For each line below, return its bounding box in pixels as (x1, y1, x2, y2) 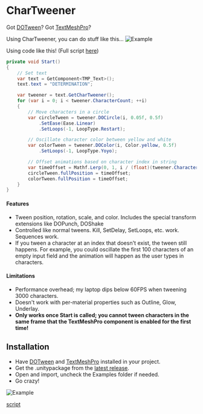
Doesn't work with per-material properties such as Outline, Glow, (14, 299, 176, 306)
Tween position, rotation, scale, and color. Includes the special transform (14, 213, 196, 221)
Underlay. (14, 305, 40, 312)
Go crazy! (14, 377, 40, 384)
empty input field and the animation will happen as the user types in (14, 252, 184, 259)
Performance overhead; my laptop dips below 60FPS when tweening (14, 285, 187, 293)
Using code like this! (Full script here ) (6, 47, 99, 54)
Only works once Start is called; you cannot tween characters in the (14, 311, 189, 319)
